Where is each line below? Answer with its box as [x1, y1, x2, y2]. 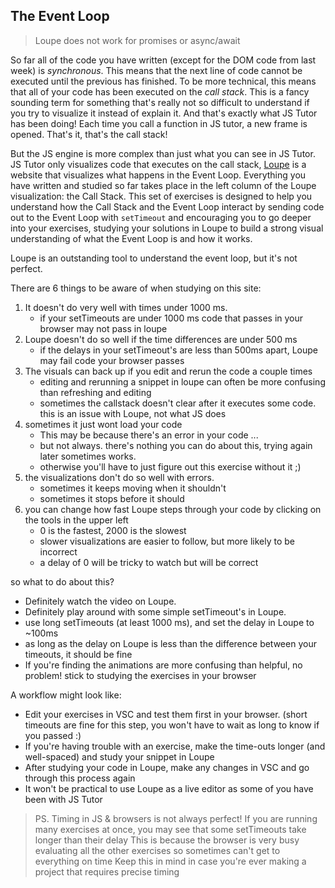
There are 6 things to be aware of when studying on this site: [10, 282, 262, 294]
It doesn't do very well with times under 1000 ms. [24, 301, 228, 313]
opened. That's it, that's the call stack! [10, 128, 168, 140]
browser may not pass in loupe [39, 322, 168, 334]
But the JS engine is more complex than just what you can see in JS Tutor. [10, 147, 316, 159]
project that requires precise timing [34, 865, 180, 878]
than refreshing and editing [39, 386, 152, 398]
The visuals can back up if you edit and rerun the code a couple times [24, 365, 313, 377]
